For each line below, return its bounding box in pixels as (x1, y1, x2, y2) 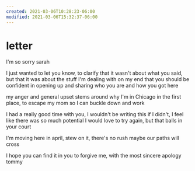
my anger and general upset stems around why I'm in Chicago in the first (6, 93, 182, 100)
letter (6, 39, 33, 53)
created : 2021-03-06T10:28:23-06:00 (6, 8, 95, 15)
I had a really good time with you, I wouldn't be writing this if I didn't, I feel (6, 111, 184, 118)
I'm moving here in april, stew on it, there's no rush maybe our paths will (6, 135, 180, 142)
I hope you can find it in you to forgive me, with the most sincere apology (6, 152, 182, 159)
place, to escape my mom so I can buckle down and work (6, 100, 145, 107)
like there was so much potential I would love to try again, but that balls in (6, 117, 183, 124)
